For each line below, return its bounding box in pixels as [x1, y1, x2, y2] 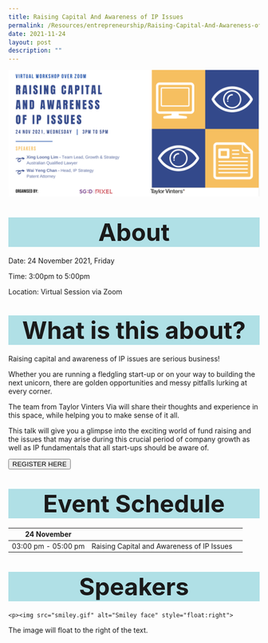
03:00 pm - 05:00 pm [11, 541, 85, 551]
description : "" [8, 46, 62, 55]
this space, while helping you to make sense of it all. [8, 410, 179, 420]
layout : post [8, 38, 52, 46]
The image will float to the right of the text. [8, 625, 148, 635]
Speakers [78, 572, 190, 602]
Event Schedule [42, 489, 226, 519]
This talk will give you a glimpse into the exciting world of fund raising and [8, 425, 251, 435]
